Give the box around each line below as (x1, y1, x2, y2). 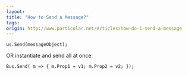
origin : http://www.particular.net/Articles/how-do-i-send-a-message (6, 25, 183, 32)
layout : (6, 8, 26, 15)
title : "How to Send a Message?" (6, 14, 89, 20)
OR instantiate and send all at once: (6, 52, 93, 60)
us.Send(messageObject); (6, 42, 68, 48)
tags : (6, 20, 20, 26)
